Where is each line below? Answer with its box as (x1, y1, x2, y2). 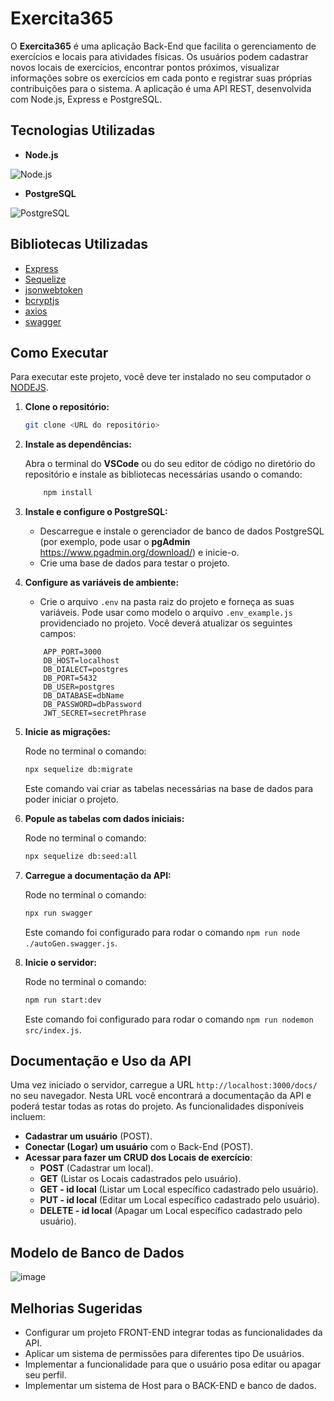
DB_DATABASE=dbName (43, 691, 125, 701)
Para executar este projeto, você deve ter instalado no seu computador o (10, 371, 312, 383)
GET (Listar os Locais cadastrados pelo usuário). (39, 1173, 242, 1185)
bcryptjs (24, 294, 60, 306)
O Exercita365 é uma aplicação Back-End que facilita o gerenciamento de (10, 40, 317, 52)
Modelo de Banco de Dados (10, 1244, 185, 1261)
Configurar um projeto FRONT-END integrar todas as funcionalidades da (24, 1327, 323, 1339)
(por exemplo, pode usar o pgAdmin (39, 536, 191, 548)
